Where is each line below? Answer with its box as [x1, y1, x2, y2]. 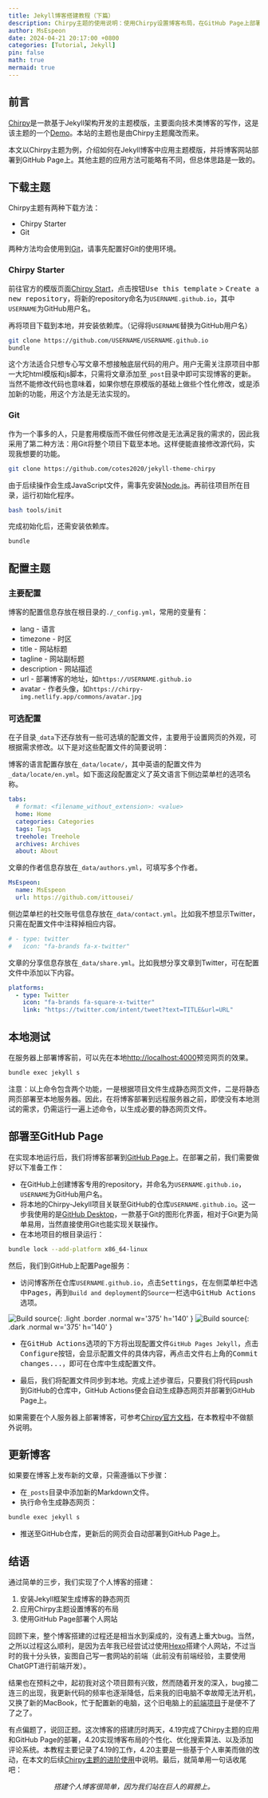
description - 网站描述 [19, 664, 93, 674]
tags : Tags [15, 825, 52, 833]
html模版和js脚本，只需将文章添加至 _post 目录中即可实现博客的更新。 [29, 369, 256, 379]
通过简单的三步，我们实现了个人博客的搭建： [8, 1578, 156, 1587]
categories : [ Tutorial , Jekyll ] [8, 42, 116, 50]
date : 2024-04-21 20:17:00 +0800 [8, 34, 120, 42]
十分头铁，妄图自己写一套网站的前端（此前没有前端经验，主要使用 [29, 1651, 246, 1661]
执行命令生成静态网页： [19, 1498, 97, 1507]
